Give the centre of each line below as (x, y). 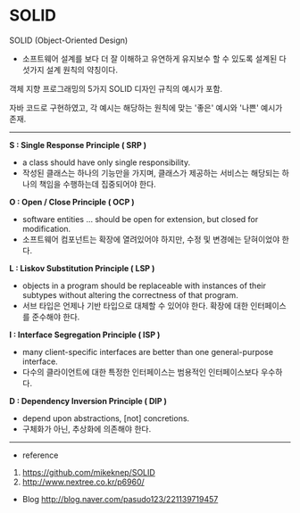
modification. (46, 228)
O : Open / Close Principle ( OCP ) (72, 202)
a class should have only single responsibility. (106, 162)
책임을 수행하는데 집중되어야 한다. (97, 184)
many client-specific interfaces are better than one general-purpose (148, 352)
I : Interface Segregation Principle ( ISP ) (85, 335)
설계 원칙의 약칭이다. (82, 70)
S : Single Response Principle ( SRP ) (78, 145)
